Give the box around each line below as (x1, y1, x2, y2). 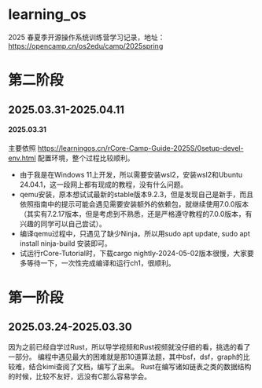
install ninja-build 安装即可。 (19, 238, 112, 248)
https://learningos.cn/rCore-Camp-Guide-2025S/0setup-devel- (37, 143, 244, 152)
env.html (8, 153, 37, 163)
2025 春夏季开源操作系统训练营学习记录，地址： (8, 32, 165, 42)
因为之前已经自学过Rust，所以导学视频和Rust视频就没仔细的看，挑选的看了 (8, 342, 251, 351)
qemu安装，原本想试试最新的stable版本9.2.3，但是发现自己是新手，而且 (19, 189, 254, 199)
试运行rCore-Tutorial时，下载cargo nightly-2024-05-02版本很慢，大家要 (19, 248, 254, 258)
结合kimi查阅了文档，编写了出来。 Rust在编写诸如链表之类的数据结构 (28, 361, 252, 371)
